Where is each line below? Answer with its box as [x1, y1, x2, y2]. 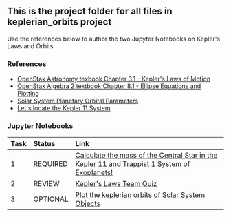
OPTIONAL [33, 194, 69, 204]
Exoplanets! [75, 168, 113, 178]
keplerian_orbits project [7, 17, 112, 28]
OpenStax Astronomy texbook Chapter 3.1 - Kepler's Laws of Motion [16, 75, 211, 83]
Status [33, 139, 56, 149]
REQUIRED [33, 159, 68, 169]
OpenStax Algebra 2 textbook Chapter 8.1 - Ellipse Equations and [16, 82, 201, 90]
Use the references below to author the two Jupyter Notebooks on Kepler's [7, 34, 221, 43]
